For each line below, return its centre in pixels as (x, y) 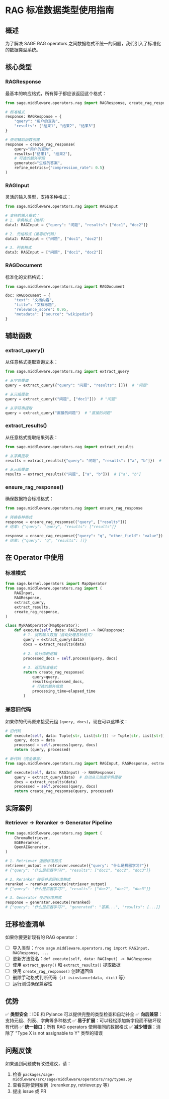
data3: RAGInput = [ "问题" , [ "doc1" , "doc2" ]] (54, 252)
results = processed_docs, (58, 682)
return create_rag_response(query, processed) (64, 791)
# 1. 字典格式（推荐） (26, 220)
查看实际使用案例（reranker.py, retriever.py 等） (62, 1085)
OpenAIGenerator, (32, 847)
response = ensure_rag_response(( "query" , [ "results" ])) (66, 522)
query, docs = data (35, 740)
